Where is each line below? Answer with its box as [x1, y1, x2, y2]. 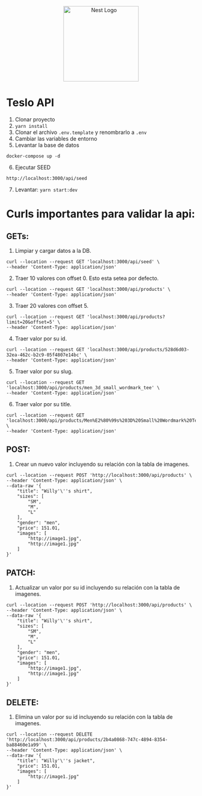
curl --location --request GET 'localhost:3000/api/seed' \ [6, 258, 161, 265]
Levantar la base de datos [14, 141, 79, 148]
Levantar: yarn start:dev [14, 186, 78, 193]
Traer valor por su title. [14, 400, 72, 407]
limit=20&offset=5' [6, 319, 55, 325]
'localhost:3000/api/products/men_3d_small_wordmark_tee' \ [6, 384, 161, 390]
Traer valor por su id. [14, 335, 67, 342]
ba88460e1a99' [6, 742, 42, 748]
